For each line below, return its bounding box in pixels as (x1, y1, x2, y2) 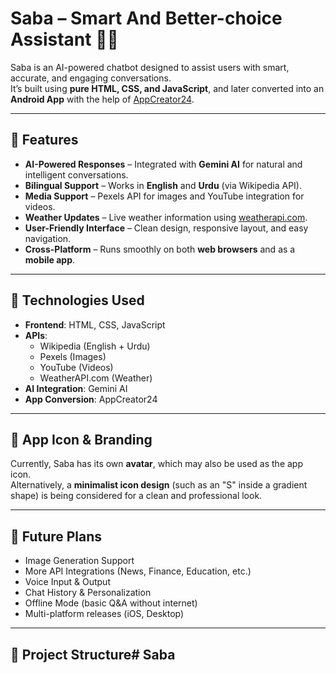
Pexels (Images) (39, 350, 107, 362)
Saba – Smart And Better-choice (10, 7, 283, 30)
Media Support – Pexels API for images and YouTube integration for (24, 190, 305, 202)
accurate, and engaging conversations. (10, 72, 172, 84)
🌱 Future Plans (10, 528, 103, 545)
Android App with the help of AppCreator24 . (10, 93, 195, 105)
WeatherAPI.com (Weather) (39, 372, 153, 384)
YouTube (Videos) (39, 361, 114, 373)
